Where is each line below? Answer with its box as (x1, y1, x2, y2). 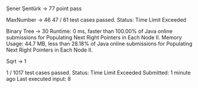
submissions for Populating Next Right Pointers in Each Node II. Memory (6, 34, 182, 40)
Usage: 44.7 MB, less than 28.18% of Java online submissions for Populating (6, 40, 193, 47)
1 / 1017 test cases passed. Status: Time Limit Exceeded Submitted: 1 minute (6, 69, 191, 76)
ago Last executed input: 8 (6, 76, 71, 82)
